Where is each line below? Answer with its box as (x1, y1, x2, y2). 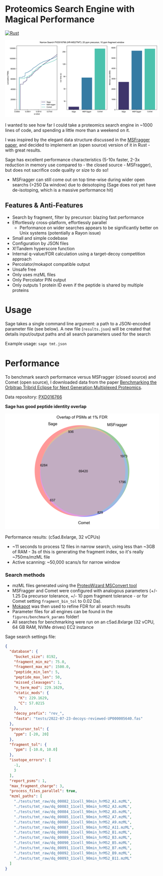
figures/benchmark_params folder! (12, 614, 80, 619)
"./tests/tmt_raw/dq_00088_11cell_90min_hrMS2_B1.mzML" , (14, 830, 132, 835)
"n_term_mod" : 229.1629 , (14, 685, 64, 690)
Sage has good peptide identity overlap (5, 403, 87, 409)
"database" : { (9, 649, 38, 654)
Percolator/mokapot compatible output (12, 261, 90, 267)
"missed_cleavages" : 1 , (14, 680, 62, 685)
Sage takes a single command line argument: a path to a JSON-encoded (5, 320, 151, 327)
